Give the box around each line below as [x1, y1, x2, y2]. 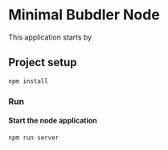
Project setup [8, 56, 78, 69]
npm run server [8, 133, 59, 142]
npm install [8, 77, 48, 85]
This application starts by [8, 32, 92, 42]
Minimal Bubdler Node [8, 6, 161, 24]
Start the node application [8, 115, 98, 126]
